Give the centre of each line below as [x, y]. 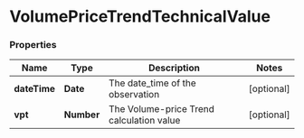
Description [175, 68]
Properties [33, 45]
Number [82, 115]
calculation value [144, 121]
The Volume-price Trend [161, 109]
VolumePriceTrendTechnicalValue [140, 17]
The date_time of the [152, 83]
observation [134, 95]
